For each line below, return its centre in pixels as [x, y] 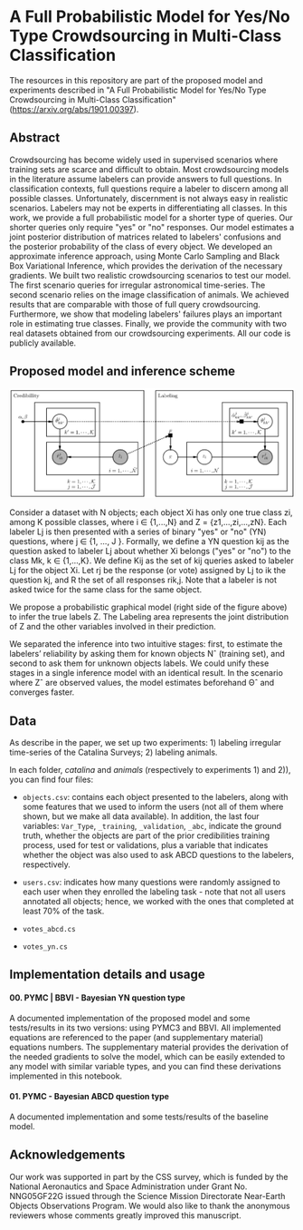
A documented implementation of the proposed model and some [130, 1018]
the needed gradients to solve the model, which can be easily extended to [147, 1056]
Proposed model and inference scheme [123, 371]
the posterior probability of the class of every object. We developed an [141, 246]
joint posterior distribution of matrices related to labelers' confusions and [146, 237]
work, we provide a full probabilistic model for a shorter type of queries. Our [151, 217]
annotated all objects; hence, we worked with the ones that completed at [158, 901]
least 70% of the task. [63, 911]
